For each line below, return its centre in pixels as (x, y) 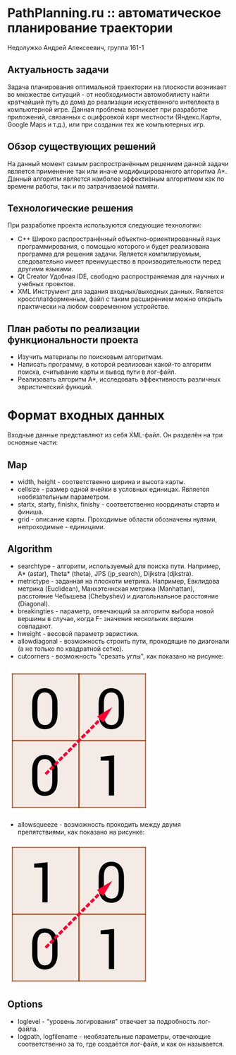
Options (25, 1004)
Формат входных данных (86, 415)
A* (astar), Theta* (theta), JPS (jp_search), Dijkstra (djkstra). (105, 573)
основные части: (33, 442)
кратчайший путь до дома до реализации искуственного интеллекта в (113, 102)
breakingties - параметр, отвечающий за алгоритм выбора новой (116, 611)
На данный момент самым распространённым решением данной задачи (118, 163)
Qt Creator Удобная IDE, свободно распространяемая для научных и (121, 276)
